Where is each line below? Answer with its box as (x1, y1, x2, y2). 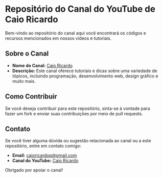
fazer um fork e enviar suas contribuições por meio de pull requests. (5, 110, 143, 116)
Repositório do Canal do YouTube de (5, 3, 156, 15)
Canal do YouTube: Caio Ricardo (12, 158, 79, 164)
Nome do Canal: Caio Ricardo (12, 62, 73, 68)
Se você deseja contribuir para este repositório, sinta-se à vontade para (5, 105, 150, 111)
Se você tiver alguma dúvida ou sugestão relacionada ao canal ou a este (5, 138, 151, 144)
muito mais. (12, 78, 36, 84)
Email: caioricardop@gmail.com (12, 153, 77, 158)
